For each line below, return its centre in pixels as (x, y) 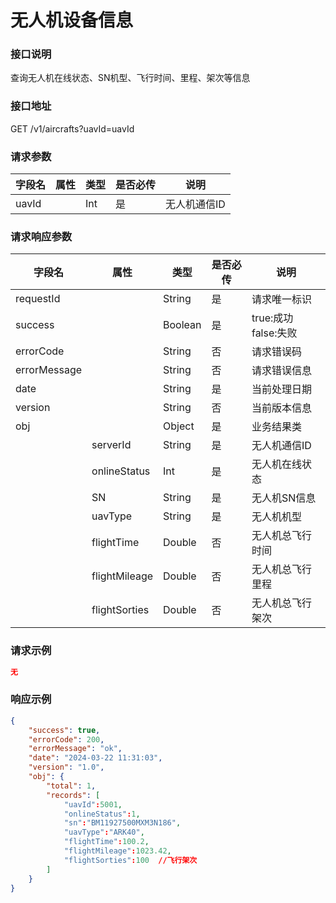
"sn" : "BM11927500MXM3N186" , (122, 823)
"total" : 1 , (71, 786)
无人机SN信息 (284, 498)
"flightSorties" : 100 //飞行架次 (130, 860)
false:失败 (274, 333)
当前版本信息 (281, 408)
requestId (38, 299)
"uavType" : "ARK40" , (104, 832)
